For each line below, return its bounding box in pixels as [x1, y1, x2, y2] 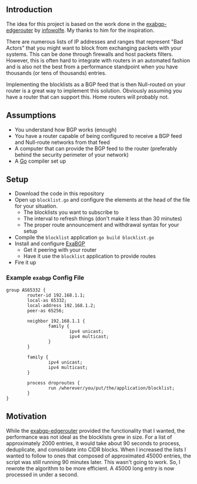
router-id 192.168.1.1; [27, 292, 85, 298]
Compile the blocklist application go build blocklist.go [14, 234, 155, 241]
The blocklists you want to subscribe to [23, 209, 119, 216]
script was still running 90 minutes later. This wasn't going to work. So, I [6, 458, 181, 465]
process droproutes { [27, 380, 81, 386]
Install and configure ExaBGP [14, 240, 85, 247]
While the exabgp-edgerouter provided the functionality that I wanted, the [6, 427, 185, 434]
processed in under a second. [6, 471, 79, 478]
